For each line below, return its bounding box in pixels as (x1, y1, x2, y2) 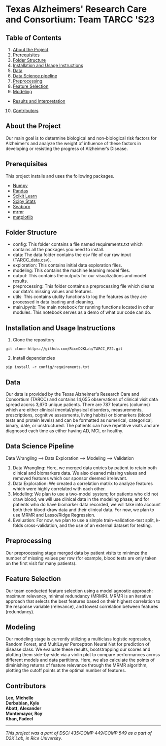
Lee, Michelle (5, 695, 34, 701)
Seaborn (12, 203, 31, 209)
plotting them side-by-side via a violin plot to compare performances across (5, 652, 160, 658)
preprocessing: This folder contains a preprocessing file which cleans (12, 283, 155, 289)
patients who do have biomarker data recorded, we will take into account (12, 501, 161, 507)
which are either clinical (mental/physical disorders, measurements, (5, 407, 143, 413)
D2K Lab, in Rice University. (5, 735, 62, 741)
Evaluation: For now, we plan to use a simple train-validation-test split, (12, 517, 155, 523)
